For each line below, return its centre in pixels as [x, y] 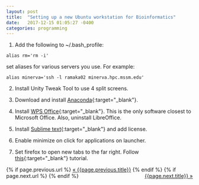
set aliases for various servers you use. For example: [70, 67]
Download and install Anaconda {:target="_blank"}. [76, 100]
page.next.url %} [27, 176]
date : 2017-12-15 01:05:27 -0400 [50, 22]
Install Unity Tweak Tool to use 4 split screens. [71, 89]
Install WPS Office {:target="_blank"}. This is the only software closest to [103, 111]
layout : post [22, 12]
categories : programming [37, 28]
